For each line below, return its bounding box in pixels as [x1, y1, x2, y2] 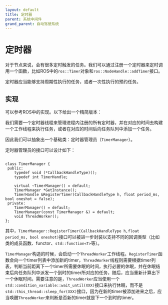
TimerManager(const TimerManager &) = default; [14, 209, 115, 214]
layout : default [5, 7, 39, 12]
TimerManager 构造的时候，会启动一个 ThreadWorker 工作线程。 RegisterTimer [5, 251, 158, 256]
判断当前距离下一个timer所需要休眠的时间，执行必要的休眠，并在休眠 [13, 263, 156, 269]
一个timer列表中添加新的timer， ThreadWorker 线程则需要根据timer [18, 257, 151, 263]
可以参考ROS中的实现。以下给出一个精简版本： [5, 109, 102, 115]
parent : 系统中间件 [5, 16, 42, 21]
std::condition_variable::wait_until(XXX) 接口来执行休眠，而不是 [5, 282, 143, 288]
